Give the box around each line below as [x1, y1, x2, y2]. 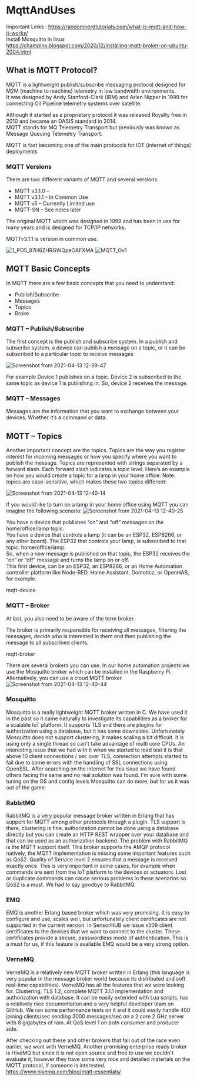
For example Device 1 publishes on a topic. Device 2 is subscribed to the [6, 373, 182, 381]
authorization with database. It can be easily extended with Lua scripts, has [6, 994, 189, 1001]
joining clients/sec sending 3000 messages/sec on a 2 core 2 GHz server [6, 1013, 185, 1020]
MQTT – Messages [6, 394, 61, 403]
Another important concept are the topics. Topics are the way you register [6, 447, 186, 454]
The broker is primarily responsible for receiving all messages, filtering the [6, 626, 186, 633]
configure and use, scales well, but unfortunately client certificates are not [6, 916, 186, 923]
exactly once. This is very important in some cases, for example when [6, 863, 176, 870]
